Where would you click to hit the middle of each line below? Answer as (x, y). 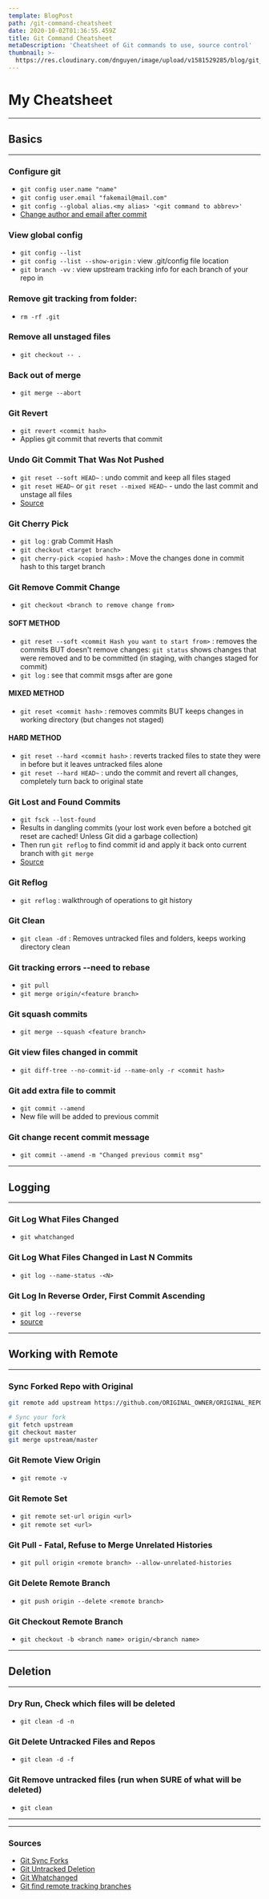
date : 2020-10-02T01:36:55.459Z (62, 30)
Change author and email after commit (83, 214)
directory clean (45, 946)
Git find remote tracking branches (76, 1885)
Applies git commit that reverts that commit (91, 439)
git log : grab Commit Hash (66, 541)
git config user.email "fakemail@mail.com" (94, 198)
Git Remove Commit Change (64, 587)
